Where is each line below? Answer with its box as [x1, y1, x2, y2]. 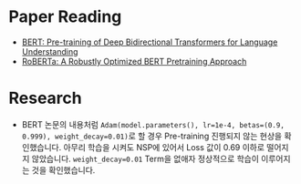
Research [8, 88, 83, 108]
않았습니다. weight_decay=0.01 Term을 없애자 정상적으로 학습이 [31, 153, 259, 164]
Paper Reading [8, 6, 122, 27]
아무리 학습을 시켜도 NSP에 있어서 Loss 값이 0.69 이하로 [63, 141, 265, 152]
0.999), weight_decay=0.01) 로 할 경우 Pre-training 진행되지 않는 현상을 [21, 130, 283, 141]
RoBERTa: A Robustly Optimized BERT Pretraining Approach [21, 56, 247, 66]
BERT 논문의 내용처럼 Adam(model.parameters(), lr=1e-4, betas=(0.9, [21, 118, 285, 129]
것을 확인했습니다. [31, 164, 96, 175]
